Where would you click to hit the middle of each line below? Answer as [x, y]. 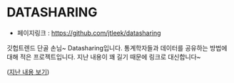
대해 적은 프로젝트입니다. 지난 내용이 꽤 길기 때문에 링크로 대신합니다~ [104, 57]
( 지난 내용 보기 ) [28, 72]
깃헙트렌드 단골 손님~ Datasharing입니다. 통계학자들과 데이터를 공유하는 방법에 [117, 48]
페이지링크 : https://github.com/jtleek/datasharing [89, 33]
